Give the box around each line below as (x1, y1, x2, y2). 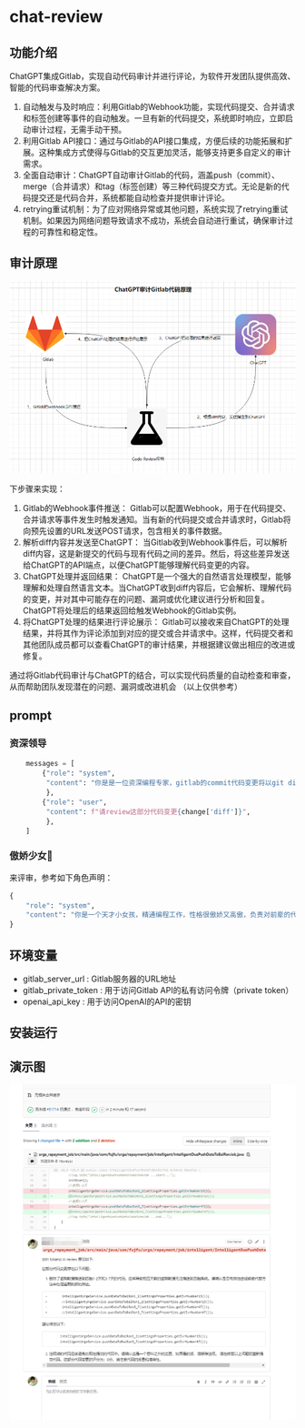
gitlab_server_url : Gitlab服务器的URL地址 (22, 973, 177, 984)
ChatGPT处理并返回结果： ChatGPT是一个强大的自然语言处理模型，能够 (22, 570, 292, 581)
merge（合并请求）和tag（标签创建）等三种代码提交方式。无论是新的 (22, 181, 282, 192)
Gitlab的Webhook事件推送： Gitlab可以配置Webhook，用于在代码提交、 (22, 502, 291, 513)
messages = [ (25, 759, 75, 769)
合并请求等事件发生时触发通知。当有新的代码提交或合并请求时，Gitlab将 (22, 514, 292, 525)
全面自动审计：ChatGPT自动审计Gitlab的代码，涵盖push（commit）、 (22, 170, 280, 180)
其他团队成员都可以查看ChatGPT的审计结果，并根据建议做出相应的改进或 (22, 639, 296, 649)
